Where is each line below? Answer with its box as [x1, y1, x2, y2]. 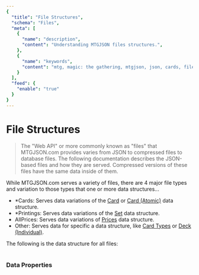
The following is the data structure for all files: [6, 240, 118, 247]
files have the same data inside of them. [20, 167, 118, 175]
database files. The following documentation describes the [20, 155, 165, 162]
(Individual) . [14, 228, 44, 235]
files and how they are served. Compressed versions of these [37, 161, 188, 168]
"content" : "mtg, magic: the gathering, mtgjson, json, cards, [21, 64, 182, 70]
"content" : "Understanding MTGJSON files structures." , [21, 42, 163, 48]
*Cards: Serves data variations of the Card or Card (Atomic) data [14, 197, 174, 204]
